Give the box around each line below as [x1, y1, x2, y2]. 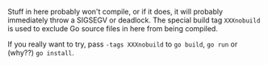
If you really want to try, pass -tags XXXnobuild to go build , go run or [7, 39, 238, 49]
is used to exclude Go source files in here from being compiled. [7, 24, 219, 33]
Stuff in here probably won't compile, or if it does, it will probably [7, 7, 224, 16]
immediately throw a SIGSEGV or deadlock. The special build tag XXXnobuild [7, 15, 261, 25]
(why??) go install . [7, 48, 74, 57]
